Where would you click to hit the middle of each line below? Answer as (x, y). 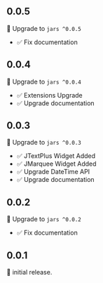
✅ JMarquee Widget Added (56, 164)
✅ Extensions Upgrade (50, 95)
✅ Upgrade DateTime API (53, 172)
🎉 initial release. (29, 272)
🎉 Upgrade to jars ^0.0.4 (44, 81)
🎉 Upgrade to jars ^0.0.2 (44, 219)
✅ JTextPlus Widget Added (56, 156)
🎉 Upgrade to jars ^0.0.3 (44, 143)
